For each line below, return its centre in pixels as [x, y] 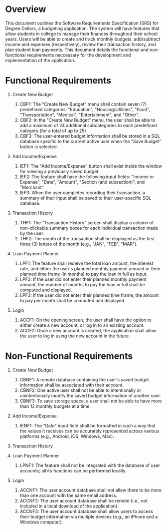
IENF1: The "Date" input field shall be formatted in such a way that [87, 425]
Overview [26, 9]
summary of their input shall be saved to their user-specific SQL [85, 198]
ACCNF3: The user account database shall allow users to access [86, 511]
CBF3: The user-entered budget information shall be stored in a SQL [90, 136]
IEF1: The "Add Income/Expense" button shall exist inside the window [91, 166]
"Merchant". [32, 187]
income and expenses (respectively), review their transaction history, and [81, 44]
